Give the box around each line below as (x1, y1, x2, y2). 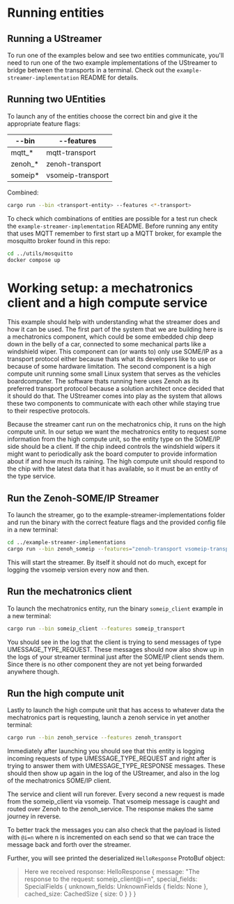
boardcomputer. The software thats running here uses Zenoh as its (7, 377, 199, 385)
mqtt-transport (46, 148, 96, 158)
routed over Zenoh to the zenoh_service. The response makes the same (7, 805, 214, 813)
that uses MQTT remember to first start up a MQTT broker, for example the (7, 229, 222, 238)
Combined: (7, 188, 39, 197)
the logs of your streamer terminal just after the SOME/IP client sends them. (7, 652, 224, 661)
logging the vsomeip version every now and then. (7, 565, 150, 574)
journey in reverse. (7, 812, 61, 820)
